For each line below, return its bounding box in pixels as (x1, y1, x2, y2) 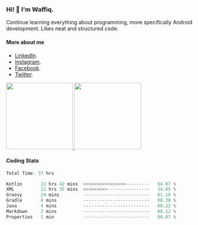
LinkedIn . (14, 52, 37, 59)
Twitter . (14, 70, 34, 78)
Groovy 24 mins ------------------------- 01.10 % (6, 192, 177, 198)
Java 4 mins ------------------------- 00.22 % (6, 203, 177, 209)
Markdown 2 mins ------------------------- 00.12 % (6, 208, 177, 214)
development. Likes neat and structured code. (6, 25, 119, 32)
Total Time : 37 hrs (6, 170, 55, 176)
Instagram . (14, 58, 41, 65)
